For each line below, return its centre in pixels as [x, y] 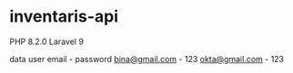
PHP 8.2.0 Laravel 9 [47, 41]
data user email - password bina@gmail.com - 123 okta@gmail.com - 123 [147, 59]
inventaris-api [64, 17]
